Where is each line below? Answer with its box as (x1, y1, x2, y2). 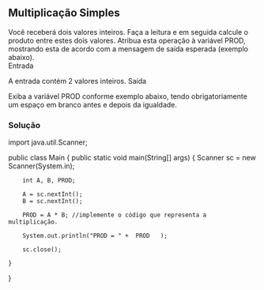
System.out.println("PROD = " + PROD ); (22, 232, 168, 240)
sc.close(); (22, 246, 62, 254)
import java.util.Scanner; (8, 137, 89, 147)
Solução (8, 119, 41, 130)
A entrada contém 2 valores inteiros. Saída (8, 76, 147, 85)
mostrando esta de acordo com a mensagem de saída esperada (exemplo (8, 43, 249, 54)
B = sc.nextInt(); (22, 198, 83, 205)
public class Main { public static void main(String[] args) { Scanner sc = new (8, 153, 257, 163)
